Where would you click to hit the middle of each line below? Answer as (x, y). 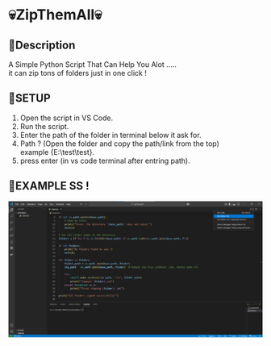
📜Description (42, 45)
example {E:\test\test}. (57, 152)
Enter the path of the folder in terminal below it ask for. (110, 135)
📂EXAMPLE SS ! (49, 186)
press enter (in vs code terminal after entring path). (105, 160)
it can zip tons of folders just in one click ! (77, 73)
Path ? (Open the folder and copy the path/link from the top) (120, 144)
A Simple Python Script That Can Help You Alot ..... (93, 65)
